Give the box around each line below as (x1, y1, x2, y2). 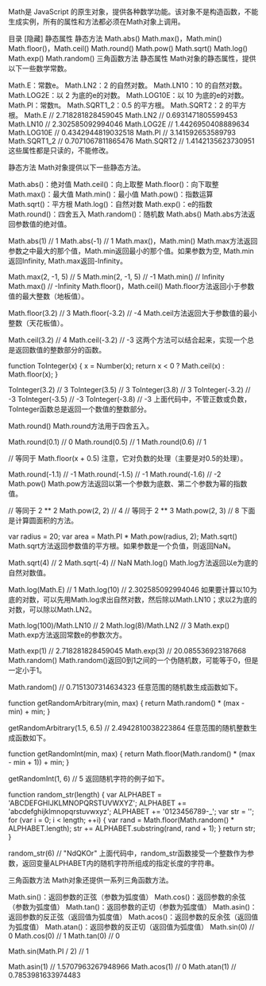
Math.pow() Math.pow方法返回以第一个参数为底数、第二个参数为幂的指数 (8, 479, 248, 488)
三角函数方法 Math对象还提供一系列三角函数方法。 (8, 875, 173, 885)
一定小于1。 (8, 665, 46, 675)
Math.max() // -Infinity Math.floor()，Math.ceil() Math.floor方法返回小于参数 (8, 282, 255, 290)
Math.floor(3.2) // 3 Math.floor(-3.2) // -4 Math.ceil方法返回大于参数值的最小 (8, 309, 257, 318)
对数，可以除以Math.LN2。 (8, 605, 97, 614)
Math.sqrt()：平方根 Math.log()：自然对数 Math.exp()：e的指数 (8, 200, 213, 209)
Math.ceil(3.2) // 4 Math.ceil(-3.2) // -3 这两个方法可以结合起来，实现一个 (8, 335, 248, 345)
